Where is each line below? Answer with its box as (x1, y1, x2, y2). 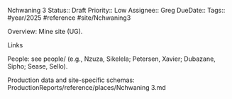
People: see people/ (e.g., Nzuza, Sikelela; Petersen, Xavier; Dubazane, (7, 54, 216, 63)
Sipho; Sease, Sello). (7, 62, 68, 70)
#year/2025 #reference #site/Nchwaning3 (7, 13, 131, 22)
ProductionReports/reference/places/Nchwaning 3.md (7, 83, 167, 91)
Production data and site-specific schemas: (7, 76, 135, 84)
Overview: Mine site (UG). (7, 28, 83, 35)
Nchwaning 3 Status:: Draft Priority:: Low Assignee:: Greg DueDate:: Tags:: (7, 6, 226, 14)
